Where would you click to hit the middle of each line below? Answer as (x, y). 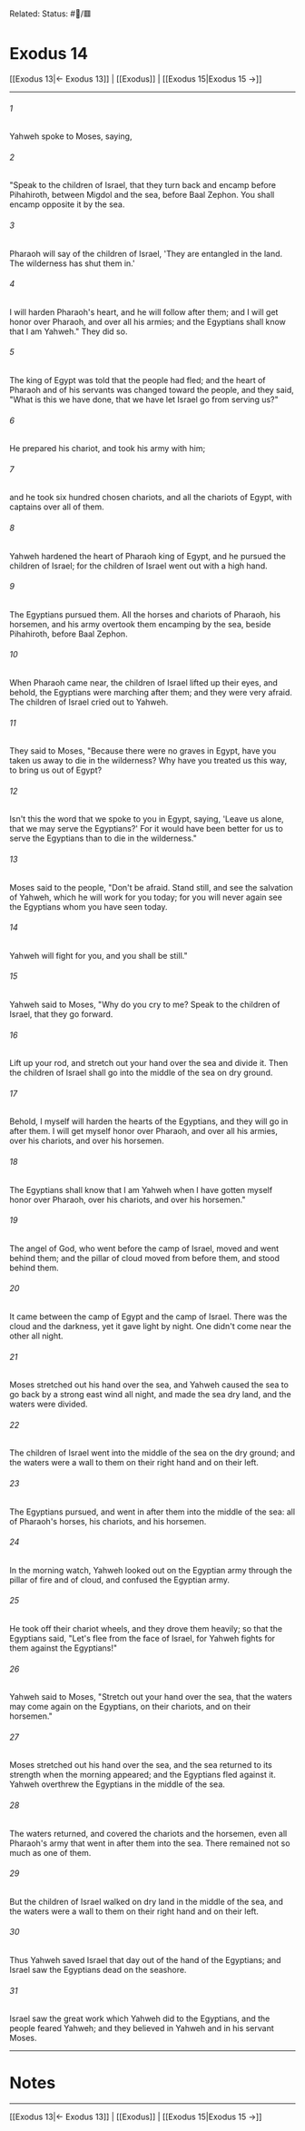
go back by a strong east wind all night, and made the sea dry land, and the (151, 1395)
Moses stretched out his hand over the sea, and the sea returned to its (141, 1765)
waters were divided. (49, 1404)
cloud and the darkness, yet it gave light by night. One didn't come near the (151, 1326)
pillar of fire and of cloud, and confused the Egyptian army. (119, 1580)
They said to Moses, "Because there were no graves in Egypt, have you (143, 751)
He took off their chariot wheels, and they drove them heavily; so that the (146, 1629)
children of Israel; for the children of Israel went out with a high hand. (138, 566)
